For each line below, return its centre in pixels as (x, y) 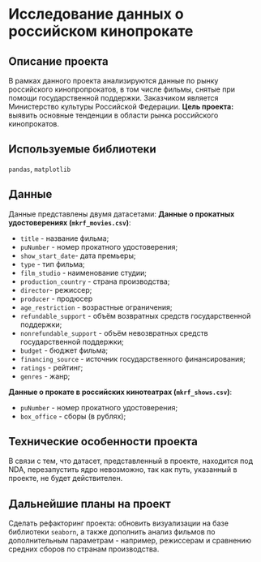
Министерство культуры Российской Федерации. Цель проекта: (121, 107)
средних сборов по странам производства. (84, 549)
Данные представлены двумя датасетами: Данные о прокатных (122, 214)
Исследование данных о (96, 14)
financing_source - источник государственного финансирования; (133, 358)
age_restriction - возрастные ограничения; (96, 307)
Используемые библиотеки (82, 150)
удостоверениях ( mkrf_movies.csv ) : (70, 222)
